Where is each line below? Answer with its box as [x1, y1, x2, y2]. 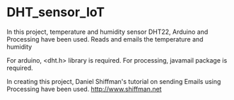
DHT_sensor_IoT [6, 4, 105, 20]
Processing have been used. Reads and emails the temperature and [6, 35, 204, 43]
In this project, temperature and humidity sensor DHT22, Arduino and [6, 27, 209, 36]
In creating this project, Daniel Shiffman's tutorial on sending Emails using [6, 77, 221, 85]
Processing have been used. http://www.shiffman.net [6, 85, 162, 93]
